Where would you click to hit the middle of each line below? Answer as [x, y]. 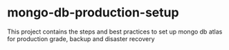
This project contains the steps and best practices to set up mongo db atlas [115, 32]
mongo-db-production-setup [93, 13]
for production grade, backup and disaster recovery [81, 38]
